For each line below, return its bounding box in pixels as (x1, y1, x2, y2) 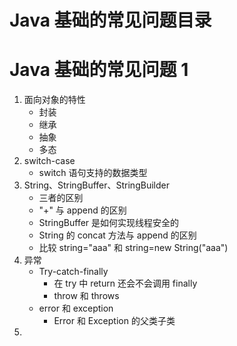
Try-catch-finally (38, 266, 109, 278)
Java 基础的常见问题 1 (9, 59, 189, 81)
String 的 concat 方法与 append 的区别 (38, 229, 197, 241)
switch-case (23, 155, 76, 167)
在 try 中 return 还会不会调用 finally (53, 277, 198, 290)
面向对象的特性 (23, 94, 86, 106)
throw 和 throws (53, 290, 120, 302)
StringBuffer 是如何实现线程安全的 (38, 217, 180, 229)
